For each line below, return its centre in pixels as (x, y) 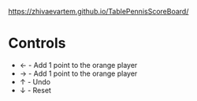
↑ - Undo (35, 81)
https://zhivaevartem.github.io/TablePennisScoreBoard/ (98, 11)
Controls (37, 43)
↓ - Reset (35, 90)
